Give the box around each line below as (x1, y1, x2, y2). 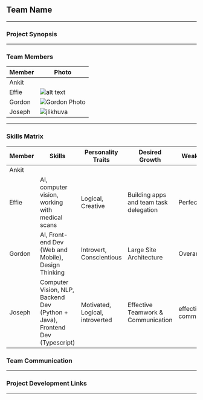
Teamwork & (127, 308, 163, 316)
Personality (84, 148, 118, 156)
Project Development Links (6, 379, 88, 387)
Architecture (127, 253, 163, 261)
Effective (127, 300, 153, 309)
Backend (40, 293, 65, 301)
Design (40, 261, 60, 269)
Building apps (127, 190, 167, 198)
